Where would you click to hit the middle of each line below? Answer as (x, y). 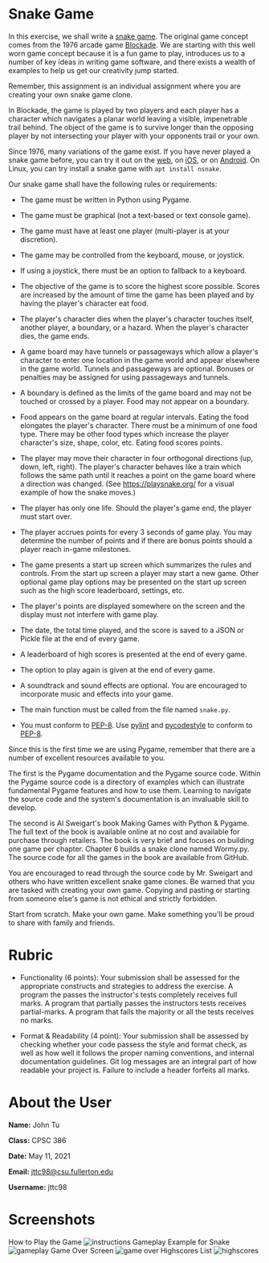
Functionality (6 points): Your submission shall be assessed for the (130, 977)
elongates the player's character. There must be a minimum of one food (139, 425)
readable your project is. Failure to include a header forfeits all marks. (135, 1070)
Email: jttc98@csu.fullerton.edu (61, 1171)
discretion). (39, 239)
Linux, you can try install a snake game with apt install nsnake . (115, 168)
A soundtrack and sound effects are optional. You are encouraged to (133, 685)
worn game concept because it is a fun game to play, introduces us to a (127, 53)
